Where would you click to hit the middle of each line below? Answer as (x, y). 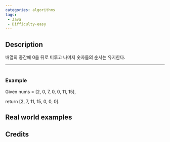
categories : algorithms (30, 10)
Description (24, 44)
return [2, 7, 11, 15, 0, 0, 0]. (32, 101)
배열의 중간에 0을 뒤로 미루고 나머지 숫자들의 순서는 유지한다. (65, 57)
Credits (17, 134)
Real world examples (39, 117)
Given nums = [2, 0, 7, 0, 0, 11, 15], (40, 91)
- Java (14, 19)
